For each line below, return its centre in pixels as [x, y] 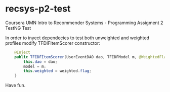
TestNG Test [18, 28]
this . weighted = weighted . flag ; [58, 71]
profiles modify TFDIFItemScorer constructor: [53, 43]
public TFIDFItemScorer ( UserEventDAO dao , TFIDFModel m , [76, 57]
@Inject [22, 52]
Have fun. [15, 85]
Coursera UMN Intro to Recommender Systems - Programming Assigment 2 [84, 23]
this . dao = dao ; [40, 62]
